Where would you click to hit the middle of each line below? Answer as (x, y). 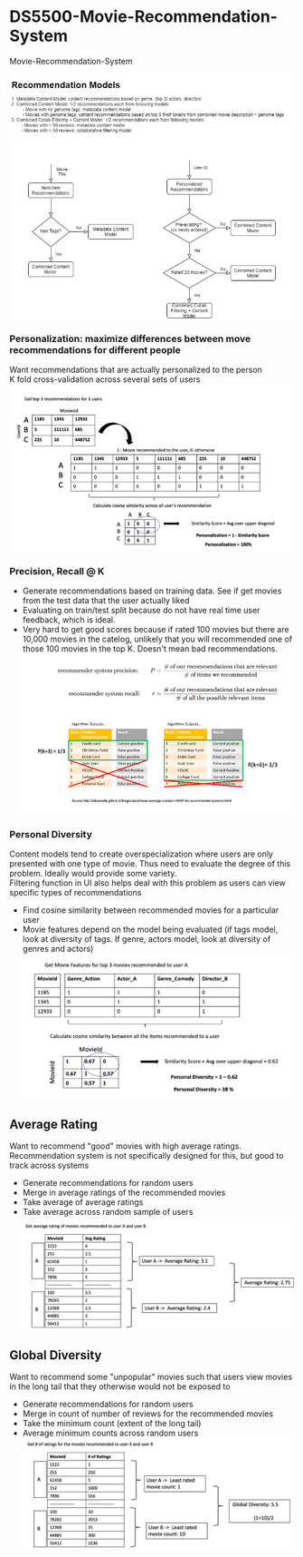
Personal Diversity (51, 834)
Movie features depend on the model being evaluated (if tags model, (150, 930)
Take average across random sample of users (108, 1212)
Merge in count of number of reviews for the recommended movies (148, 1414)
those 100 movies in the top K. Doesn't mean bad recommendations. (150, 649)
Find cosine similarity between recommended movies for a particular (151, 910)
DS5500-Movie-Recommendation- (144, 17)
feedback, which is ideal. (69, 620)
